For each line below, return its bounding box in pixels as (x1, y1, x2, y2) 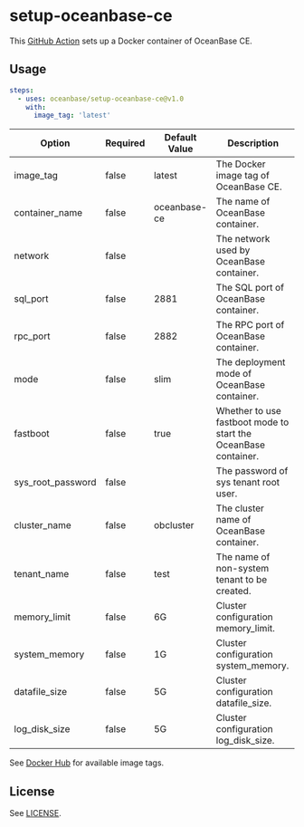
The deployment (215, 356, 286, 369)
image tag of (215, 169, 270, 182)
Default (164, 131, 197, 144)
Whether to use (215, 405, 282, 418)
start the (215, 428, 252, 440)
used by (215, 244, 251, 256)
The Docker (215, 158, 266, 170)
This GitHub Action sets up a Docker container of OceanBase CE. (9, 35, 253, 46)
